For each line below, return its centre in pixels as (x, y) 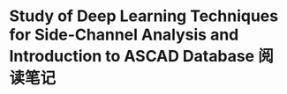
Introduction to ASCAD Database (132, 57)
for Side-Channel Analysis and (124, 35)
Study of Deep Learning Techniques (144, 16)
